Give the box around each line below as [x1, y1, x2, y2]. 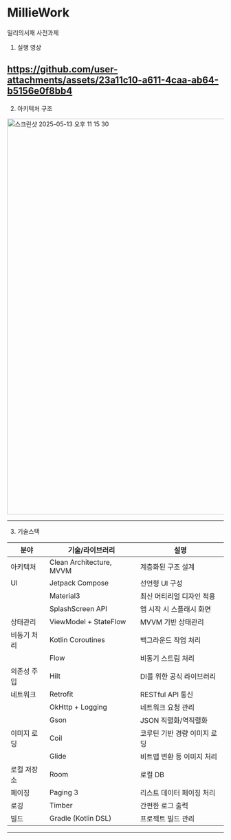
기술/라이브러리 [67, 545, 115, 554]
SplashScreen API [49, 603, 108, 613]
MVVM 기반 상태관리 [140, 617, 204, 627]
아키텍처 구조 [16, 104, 53, 112]
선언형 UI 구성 [140, 578, 183, 588]
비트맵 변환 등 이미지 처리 [140, 752, 218, 761]
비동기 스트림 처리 [140, 653, 195, 663]
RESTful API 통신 [140, 690, 194, 699]
